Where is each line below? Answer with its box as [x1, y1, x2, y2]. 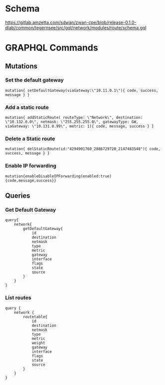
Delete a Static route [5, 135, 55, 142]
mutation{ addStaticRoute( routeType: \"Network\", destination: [5, 115, 143, 120]
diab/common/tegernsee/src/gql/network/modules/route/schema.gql [5, 24, 147, 30]
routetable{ [23, 314, 48, 319]
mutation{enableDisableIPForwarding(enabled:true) [5, 173, 112, 179]
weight [31, 340, 46, 345]
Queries [5, 192, 31, 200]
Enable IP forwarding [5, 162, 56, 169]
